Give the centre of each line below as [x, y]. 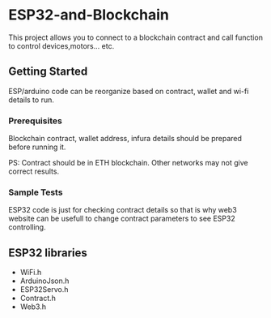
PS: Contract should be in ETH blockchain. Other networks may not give [128, 163]
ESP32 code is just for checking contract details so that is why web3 [123, 210]
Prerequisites [35, 121]
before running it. [37, 147]
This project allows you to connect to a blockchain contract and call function [135, 37]
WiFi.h [31, 273]
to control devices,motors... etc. [61, 45]
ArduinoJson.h [44, 281]
